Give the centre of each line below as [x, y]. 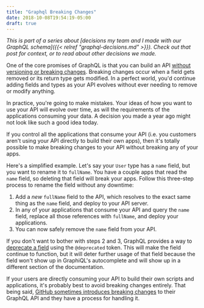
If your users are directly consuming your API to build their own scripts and [100, 279]
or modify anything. [31, 91]
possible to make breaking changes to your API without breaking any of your [102, 148]
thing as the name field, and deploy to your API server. [82, 203]
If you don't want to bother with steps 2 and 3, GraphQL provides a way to [99, 241]
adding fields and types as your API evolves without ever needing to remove [102, 85]
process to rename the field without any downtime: [70, 185]
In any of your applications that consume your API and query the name [102, 210]
